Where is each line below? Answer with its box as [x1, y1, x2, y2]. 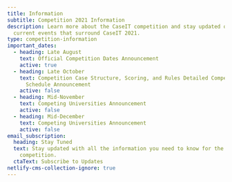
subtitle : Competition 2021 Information [7, 17, 126, 24]
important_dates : [7, 42, 57, 49]
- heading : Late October [13, 68, 85, 75]
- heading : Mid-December [13, 113, 85, 120]
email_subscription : [7, 132, 67, 139]
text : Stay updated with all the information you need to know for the [13, 145, 224, 152]
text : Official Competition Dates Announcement [19, 55, 159, 62]
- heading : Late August [13, 49, 81, 56]
